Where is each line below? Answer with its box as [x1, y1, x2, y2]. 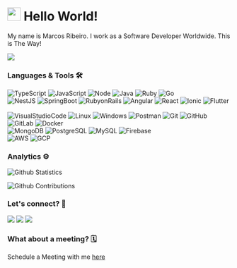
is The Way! [7, 39, 42, 47]
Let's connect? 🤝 [7, 199, 67, 209]
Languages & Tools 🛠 [7, 71, 83, 80]
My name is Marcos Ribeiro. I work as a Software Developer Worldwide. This [7, 32, 231, 40]
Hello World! [23, 8, 98, 25]
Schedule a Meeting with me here [7, 252, 105, 261]
